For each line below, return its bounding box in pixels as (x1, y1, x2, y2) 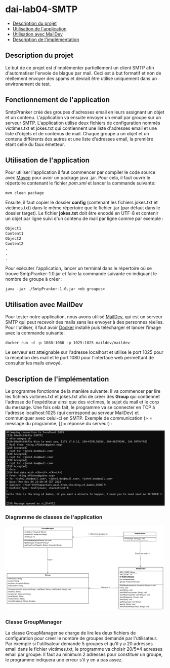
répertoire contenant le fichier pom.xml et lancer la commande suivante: (5, 180, 156, 186)
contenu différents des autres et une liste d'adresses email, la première (5, 136, 153, 142)
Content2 (5, 241, 24, 246)
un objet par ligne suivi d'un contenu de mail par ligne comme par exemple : (5, 215, 163, 221)
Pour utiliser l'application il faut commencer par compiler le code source (5, 169, 156, 175)
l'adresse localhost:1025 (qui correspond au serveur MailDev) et (5, 410, 139, 416)
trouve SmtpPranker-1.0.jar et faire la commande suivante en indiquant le (5, 271, 157, 277)
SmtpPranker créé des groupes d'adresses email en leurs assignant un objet (5, 109, 164, 115)
